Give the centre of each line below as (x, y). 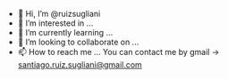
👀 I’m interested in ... (55, 23)
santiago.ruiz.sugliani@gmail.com (80, 65)
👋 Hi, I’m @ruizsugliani (59, 14)
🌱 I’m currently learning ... (65, 32)
